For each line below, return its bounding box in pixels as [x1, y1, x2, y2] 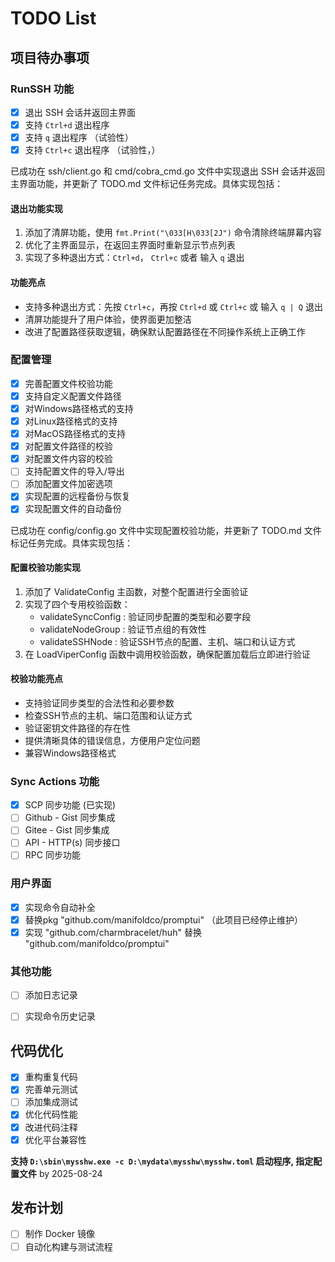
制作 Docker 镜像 [24, 1228, 95, 1240]
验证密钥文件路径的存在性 [24, 722, 131, 734]
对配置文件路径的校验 [24, 440, 113, 452]
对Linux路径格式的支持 [24, 415, 118, 427]
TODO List [10, 7, 97, 30]
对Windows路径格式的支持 [24, 402, 134, 414]
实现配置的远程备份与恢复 [24, 490, 131, 502]
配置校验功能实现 [10, 562, 81, 574]
